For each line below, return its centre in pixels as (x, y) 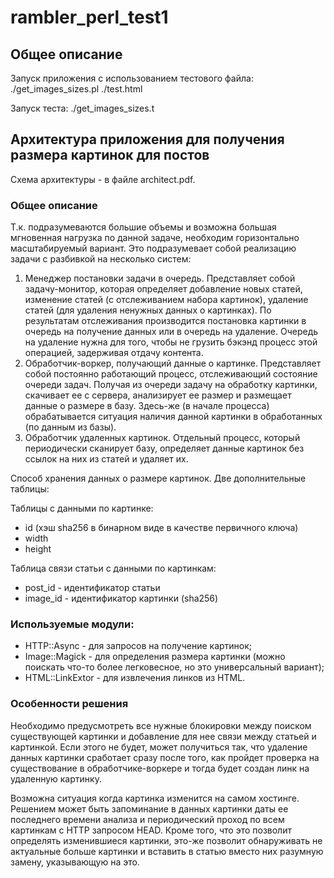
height (38, 549)
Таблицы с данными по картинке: (82, 508)
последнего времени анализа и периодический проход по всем (147, 819)
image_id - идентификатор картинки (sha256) (121, 598)
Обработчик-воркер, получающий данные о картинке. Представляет (173, 363)
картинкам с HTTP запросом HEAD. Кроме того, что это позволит (151, 830)
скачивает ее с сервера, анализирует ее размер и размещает (158, 395)
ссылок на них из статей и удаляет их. (106, 459)
